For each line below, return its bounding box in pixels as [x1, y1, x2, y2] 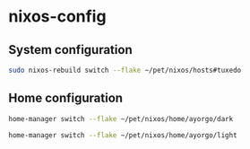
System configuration [8, 42, 133, 57]
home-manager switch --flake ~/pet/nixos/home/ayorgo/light [8, 130, 238, 140]
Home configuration [8, 91, 123, 106]
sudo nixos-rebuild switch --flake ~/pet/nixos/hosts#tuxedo [8, 66, 242, 74]
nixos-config [8, 6, 107, 27]
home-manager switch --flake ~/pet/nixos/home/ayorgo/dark [8, 114, 234, 123]
